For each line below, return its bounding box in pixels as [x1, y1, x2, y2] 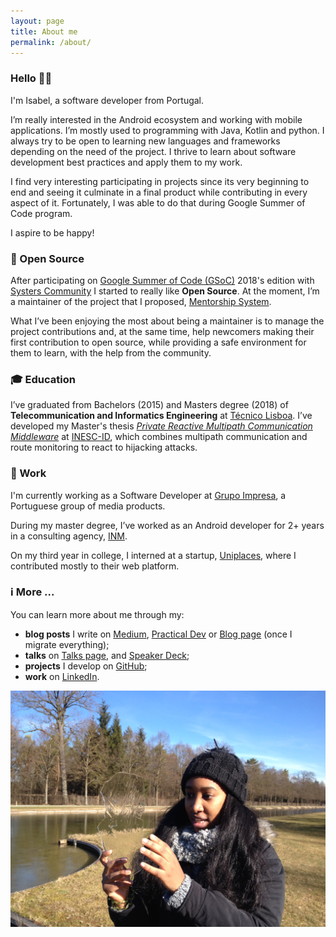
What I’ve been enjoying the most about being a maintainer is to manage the [10, 315, 325, 327]
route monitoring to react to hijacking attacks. [10, 441, 198, 454]
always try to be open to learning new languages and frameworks [10, 135, 281, 147]
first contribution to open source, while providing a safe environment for [10, 336, 307, 348]
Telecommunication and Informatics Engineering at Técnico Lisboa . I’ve [10, 410, 313, 422]
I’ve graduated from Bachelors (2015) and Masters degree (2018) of [10, 399, 289, 411]
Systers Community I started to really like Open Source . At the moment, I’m [10, 285, 320, 297]
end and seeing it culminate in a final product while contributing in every [10, 186, 308, 198]
